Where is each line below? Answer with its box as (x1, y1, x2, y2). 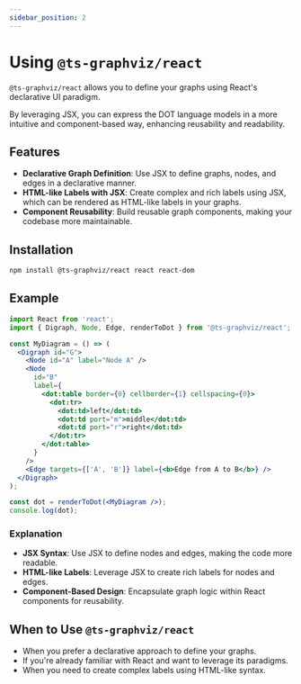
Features (9, 144, 60, 159)
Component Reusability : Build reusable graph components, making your (22, 206, 292, 217)
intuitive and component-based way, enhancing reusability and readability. (9, 118, 286, 129)
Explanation (9, 527, 63, 540)
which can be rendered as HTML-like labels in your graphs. (22, 197, 242, 208)
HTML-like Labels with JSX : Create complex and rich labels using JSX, (22, 187, 287, 198)
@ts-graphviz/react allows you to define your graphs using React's (9, 82, 258, 93)
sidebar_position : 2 (9, 13, 87, 22)
